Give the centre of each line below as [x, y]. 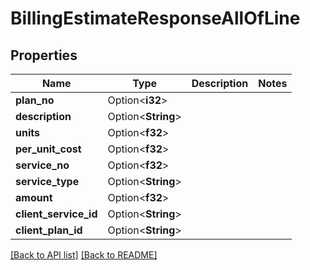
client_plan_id [49, 230]
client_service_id [56, 214]
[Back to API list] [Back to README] [84, 255]
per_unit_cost [48, 149]
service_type [47, 181]
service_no [42, 165]
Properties [44, 55]
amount [34, 197]
